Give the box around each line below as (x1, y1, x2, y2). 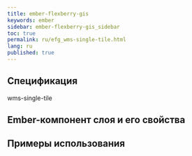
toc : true (7, 29, 36, 37)
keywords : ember (7, 17, 54, 24)
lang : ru (7, 43, 33, 50)
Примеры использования (7, 138, 126, 150)
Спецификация (7, 75, 78, 87)
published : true (7, 50, 54, 57)
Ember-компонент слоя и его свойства (7, 114, 186, 126)
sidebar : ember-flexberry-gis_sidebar (7, 23, 120, 30)
